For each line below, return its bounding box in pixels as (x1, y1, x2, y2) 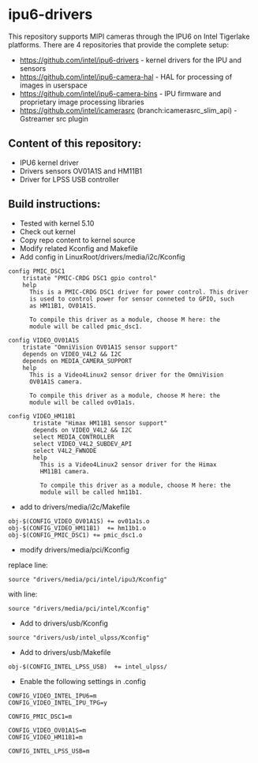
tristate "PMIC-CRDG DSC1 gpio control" (22, 274, 157, 282)
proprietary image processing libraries (19, 97, 144, 107)
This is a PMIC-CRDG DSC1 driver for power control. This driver (28, 288, 249, 296)
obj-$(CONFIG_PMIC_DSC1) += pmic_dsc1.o (8, 531, 144, 539)
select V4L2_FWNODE (32, 447, 97, 454)
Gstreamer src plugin (19, 114, 88, 123)
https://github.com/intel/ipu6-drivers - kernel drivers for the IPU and (19, 55, 242, 65)
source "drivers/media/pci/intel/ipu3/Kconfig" (8, 575, 168, 583)
